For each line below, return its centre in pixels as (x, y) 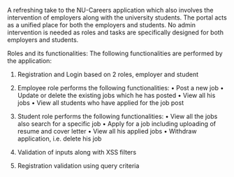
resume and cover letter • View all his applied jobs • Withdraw (107, 131)
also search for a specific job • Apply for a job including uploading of (117, 124)
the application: (30, 61)
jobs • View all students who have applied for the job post (100, 103)
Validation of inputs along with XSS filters (77, 152)
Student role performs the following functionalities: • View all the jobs (117, 116)
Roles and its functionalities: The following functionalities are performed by (115, 53)
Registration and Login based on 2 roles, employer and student (108, 74)
